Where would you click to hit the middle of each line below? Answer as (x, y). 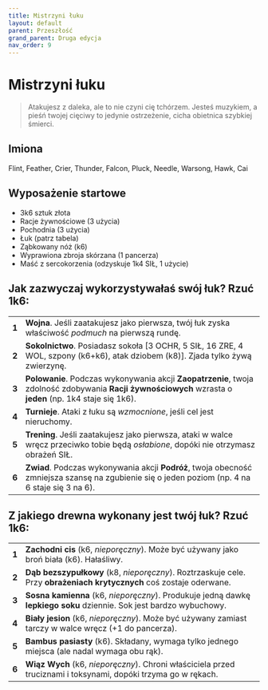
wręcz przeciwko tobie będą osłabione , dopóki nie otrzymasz (140, 444)
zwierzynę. (46, 366)
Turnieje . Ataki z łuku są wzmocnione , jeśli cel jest (119, 411)
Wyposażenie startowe (67, 194)
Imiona (26, 149)
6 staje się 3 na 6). (60, 487)
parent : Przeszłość (41, 30)
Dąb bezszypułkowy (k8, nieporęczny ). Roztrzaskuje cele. (135, 573)
